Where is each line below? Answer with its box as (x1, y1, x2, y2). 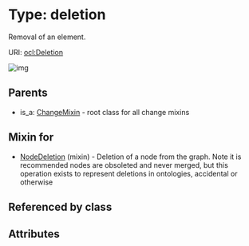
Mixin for (8, 130, 54, 145)
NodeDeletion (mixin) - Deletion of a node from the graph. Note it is (19, 152, 242, 161)
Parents (8, 86, 48, 100)
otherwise (19, 177, 53, 187)
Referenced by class (8, 200, 113, 213)
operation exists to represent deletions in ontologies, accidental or (19, 169, 238, 178)
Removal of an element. (8, 32, 86, 42)
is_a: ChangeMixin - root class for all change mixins (19, 107, 190, 117)
